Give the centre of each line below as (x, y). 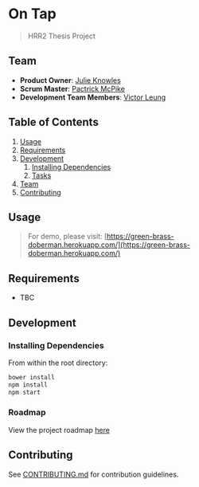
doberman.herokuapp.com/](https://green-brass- (109, 245)
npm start (25, 392)
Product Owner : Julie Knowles (70, 80)
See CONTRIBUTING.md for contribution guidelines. (94, 474)
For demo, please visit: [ (67, 237)
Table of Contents (54, 122)
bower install (32, 377)
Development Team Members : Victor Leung (93, 97)
